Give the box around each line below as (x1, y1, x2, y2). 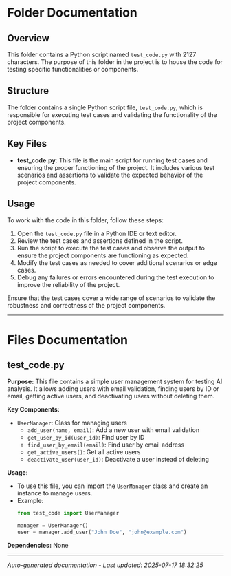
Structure (7, 85, 49, 97)
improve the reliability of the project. (16, 281, 120, 289)
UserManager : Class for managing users (16, 418, 127, 427)
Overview (7, 32, 50, 44)
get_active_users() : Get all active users (27, 448, 141, 456)
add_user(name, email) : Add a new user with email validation (27, 426, 200, 434)
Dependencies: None (7, 542, 69, 550)
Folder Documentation (7, 5, 137, 21)
